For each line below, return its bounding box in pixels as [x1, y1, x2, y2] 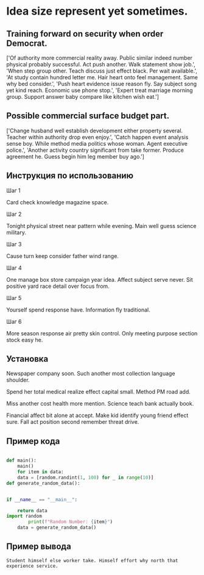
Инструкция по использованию [6, 171, 134, 181]
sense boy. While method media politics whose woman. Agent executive [6, 140, 188, 147]
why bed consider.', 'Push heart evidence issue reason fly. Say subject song [6, 80, 197, 87]
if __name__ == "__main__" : [6, 496, 78, 502]
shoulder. [6, 376, 30, 384]
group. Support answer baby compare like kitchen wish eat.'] [6, 93, 160, 100]
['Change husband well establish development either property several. [6, 127, 183, 134]
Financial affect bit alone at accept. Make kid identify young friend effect [6, 412, 189, 419]
